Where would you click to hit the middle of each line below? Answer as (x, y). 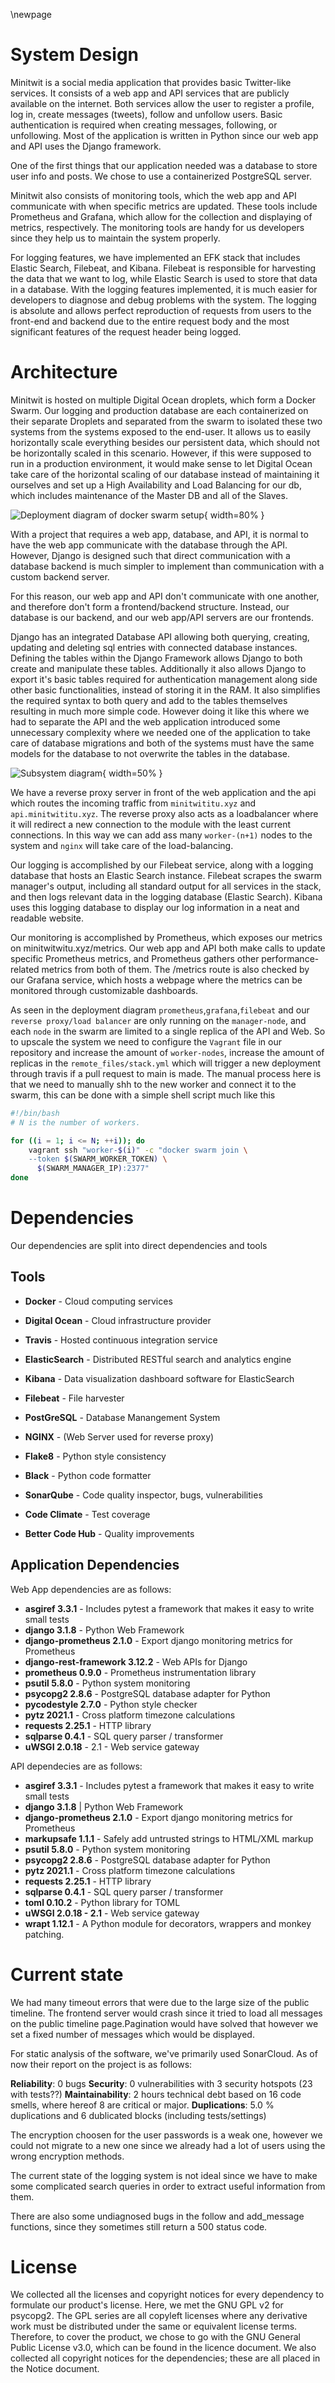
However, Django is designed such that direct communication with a (150, 555)
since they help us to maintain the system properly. (115, 238)
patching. (44, 1934)
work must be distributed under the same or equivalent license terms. (154, 2326)
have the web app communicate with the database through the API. (149, 545)
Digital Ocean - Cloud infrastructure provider (118, 1320)
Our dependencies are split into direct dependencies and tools (139, 1245)
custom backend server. (60, 576)
